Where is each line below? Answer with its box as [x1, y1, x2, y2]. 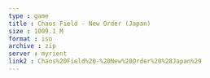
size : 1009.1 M [8, 27, 63, 35]
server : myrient [8, 50, 68, 58]
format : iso [8, 34, 53, 43]
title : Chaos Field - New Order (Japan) [8, 19, 151, 28]
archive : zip [8, 42, 57, 50]
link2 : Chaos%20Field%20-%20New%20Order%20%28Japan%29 [8, 58, 202, 66]
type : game [8, 11, 49, 20]
